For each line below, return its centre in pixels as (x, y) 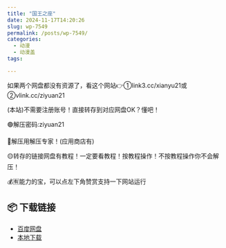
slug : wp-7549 (28, 26)
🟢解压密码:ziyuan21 (36, 124)
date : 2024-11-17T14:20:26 (46, 20)
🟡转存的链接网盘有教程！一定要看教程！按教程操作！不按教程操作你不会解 (113, 156)
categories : (24, 39)
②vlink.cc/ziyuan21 (36, 95)
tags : (15, 59)
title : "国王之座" (32, 14)
